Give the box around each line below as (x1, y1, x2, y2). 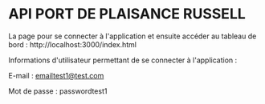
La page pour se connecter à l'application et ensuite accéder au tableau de (8, 31, 257, 41)
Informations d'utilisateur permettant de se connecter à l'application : (8, 55, 238, 65)
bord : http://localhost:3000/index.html (8, 39, 137, 49)
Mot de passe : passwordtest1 (8, 86, 108, 96)
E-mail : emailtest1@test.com (8, 70, 104, 80)
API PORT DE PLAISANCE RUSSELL (8, 5, 247, 23)
